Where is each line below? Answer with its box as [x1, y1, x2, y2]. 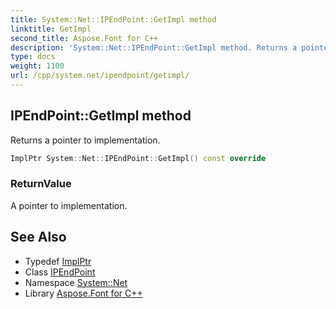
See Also [10, 229, 67, 246]
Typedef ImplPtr [24, 255, 92, 267]
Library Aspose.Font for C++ [24, 287, 143, 299]
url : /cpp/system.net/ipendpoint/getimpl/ [10, 71, 190, 81]
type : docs [10, 52, 56, 62]
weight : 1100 [10, 61, 65, 71]
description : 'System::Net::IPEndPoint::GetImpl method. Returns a [10, 42, 298, 53]
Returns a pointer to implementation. [10, 134, 161, 146]
